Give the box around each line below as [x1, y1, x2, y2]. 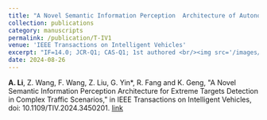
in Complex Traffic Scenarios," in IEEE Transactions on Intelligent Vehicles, [8, 95, 252, 104]
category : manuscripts [8, 26, 83, 34]
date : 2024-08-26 [8, 56, 66, 64]
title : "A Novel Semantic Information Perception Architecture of [8, 11, 237, 20]
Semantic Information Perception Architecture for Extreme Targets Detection [8, 86, 258, 95]
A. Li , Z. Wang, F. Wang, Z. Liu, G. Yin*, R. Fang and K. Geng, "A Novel [8, 77, 237, 87]
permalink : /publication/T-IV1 [8, 33, 112, 42]
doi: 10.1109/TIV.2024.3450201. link [8, 103, 123, 112]
